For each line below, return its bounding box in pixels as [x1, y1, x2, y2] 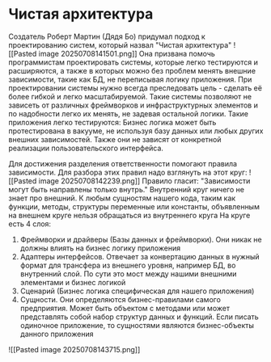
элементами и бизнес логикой [19, 277, 126, 287]
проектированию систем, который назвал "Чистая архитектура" [8, 40, 232, 49]
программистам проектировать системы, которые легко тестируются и [8, 57, 259, 67]
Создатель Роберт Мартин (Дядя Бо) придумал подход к [8, 32, 206, 41]
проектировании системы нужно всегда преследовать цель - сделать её [8, 82, 263, 93]
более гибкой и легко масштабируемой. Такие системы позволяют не [8, 91, 252, 101]
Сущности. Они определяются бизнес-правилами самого [19, 294, 221, 304]
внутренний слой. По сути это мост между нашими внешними [19, 268, 237, 279]
